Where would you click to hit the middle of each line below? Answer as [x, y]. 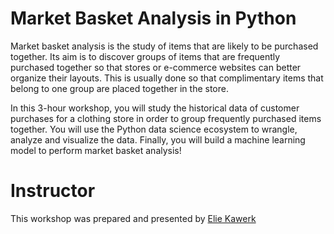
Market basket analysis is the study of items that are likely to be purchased [164, 46]
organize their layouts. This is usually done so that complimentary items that [167, 78]
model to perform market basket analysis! [96, 150]
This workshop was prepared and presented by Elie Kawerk [133, 218]
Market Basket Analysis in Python [153, 18]
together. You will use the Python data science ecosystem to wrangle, [154, 129]
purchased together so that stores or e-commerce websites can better [156, 67]
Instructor [53, 191]
